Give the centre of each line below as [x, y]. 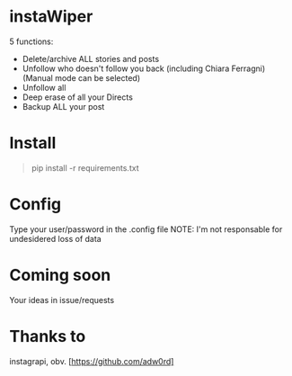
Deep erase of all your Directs [77, 97]
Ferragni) [248, 68]
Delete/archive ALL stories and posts [91, 58]
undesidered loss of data [55, 238]
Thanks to [48, 336]
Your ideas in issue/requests [62, 300]
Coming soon [60, 275]
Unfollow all [44, 87]
